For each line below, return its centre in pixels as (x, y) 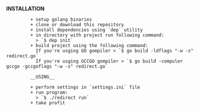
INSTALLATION (25, 9)
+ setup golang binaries (61, 20)
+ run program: (49, 92)
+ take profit (48, 103)
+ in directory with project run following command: (97, 35)
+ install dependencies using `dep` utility (87, 30)
